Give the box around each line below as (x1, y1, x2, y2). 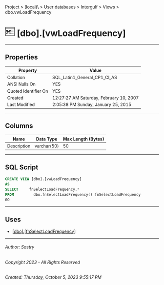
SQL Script (5, 163, 39, 172)
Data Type (36, 136, 58, 142)
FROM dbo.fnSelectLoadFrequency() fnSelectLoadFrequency (5, 192, 141, 197)
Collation (7, 75, 25, 81)
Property (18, 67, 37, 73)
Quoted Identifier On (7, 88, 48, 94)
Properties (5, 53, 38, 61)
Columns (5, 122, 33, 130)
